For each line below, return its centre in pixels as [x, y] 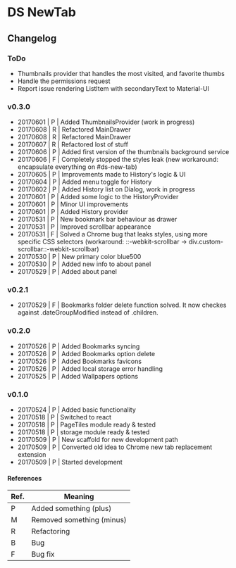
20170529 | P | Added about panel [67, 272]
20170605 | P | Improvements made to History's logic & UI [101, 175]
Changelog [32, 38]
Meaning [79, 497]
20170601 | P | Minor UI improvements [73, 204]
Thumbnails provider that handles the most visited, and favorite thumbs [121, 73]
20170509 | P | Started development [70, 462]
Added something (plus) [72, 509]
